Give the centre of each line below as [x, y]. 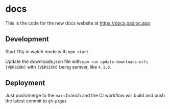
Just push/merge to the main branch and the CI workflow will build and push [85, 95]
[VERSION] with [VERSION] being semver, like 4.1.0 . [58, 67]
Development [27, 39]
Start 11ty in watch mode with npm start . [48, 51]
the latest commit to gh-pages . [37, 101]
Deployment [25, 83]
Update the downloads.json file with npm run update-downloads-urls [77, 61]
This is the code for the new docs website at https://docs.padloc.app [78, 23]
